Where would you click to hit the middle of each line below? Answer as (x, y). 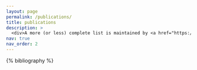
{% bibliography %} (30, 60)
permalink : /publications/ (39, 17)
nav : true (18, 38)
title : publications (31, 22)
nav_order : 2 (22, 44)
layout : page (22, 11)
